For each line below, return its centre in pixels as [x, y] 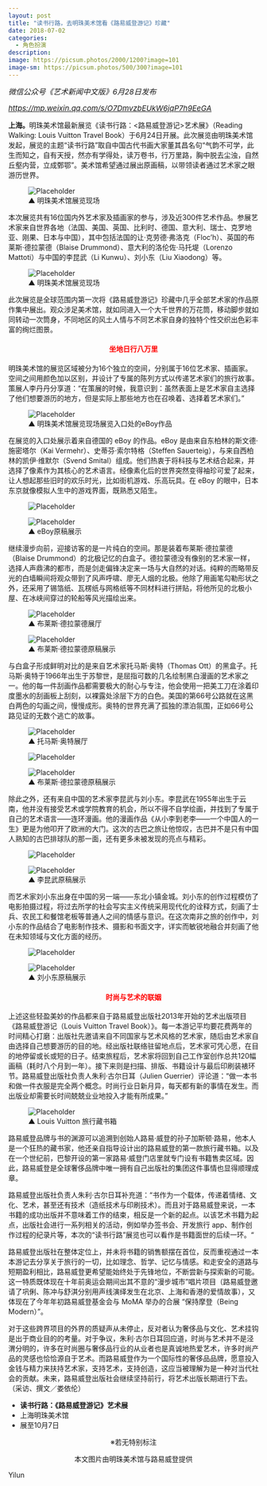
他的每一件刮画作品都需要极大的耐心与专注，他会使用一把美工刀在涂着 [137, 686]
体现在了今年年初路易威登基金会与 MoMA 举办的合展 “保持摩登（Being [123, 1302]
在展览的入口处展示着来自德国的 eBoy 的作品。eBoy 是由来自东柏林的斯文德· [133, 440]
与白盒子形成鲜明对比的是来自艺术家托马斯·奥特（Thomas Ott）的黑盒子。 [130, 666]
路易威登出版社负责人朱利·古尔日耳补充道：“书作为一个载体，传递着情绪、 [129, 1195]
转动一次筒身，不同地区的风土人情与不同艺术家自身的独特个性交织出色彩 [133, 319]
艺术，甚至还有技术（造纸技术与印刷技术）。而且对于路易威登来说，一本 [139, 1205]
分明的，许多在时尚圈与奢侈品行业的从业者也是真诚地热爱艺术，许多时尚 [133, 1349]
